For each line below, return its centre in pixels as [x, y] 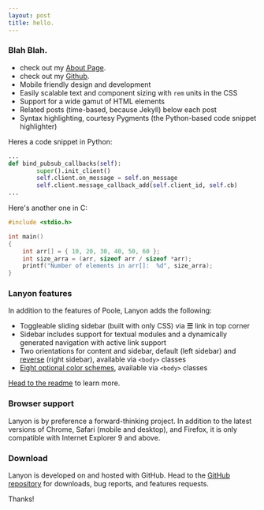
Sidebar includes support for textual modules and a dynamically [123, 334]
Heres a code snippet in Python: [60, 141]
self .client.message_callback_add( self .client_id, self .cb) [137, 186]
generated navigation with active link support [93, 343]
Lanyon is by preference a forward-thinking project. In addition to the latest [130, 421]
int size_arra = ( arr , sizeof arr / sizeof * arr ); [107, 259]
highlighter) [38, 126]
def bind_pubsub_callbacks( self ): [65, 163]
